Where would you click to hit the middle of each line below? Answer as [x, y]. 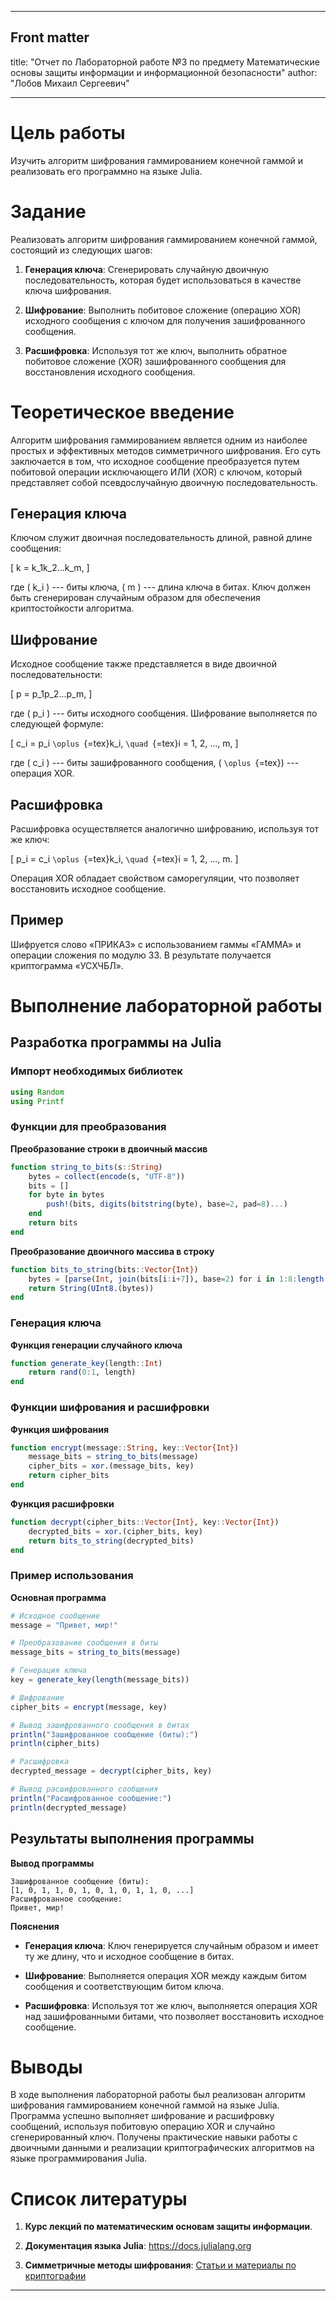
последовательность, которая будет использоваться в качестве [163, 280]
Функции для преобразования [88, 1127]
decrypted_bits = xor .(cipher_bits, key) [115, 1531]
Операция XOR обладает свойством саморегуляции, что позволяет [155, 878]
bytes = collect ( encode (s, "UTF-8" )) [107, 1176]
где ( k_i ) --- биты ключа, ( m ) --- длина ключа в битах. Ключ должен [160, 587]
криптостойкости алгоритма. [72, 608]
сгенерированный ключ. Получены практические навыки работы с [154, 2137]
